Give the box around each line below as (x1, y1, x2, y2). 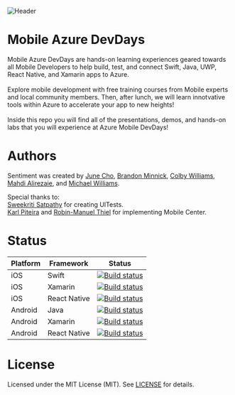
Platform (11, 258, 41, 268)
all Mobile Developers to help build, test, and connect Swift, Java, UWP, (7, 63, 217, 71)
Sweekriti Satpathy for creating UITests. (7, 200, 124, 209)
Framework (49, 258, 89, 268)
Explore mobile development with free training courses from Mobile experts (7, 85, 229, 94)
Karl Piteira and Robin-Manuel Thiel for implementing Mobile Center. (7, 207, 207, 216)
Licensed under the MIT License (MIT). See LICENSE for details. (7, 380, 195, 389)
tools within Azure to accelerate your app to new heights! (7, 100, 175, 109)
